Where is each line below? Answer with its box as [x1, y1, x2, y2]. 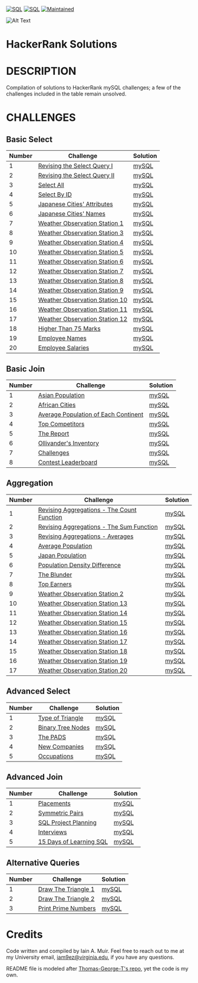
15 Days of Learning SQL [38, 837, 108, 846]
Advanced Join [6, 772, 63, 782]
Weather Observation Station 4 [38, 239, 124, 247]
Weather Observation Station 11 [38, 305, 128, 314]
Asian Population [38, 391, 85, 399]
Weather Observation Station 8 [38, 277, 124, 285]
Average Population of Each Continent [38, 410, 144, 418]
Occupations [38, 752, 74, 760]
